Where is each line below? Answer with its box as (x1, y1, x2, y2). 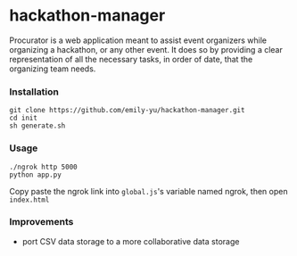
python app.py (9, 170, 62, 179)
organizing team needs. (9, 63, 96, 74)
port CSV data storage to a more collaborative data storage (21, 235, 240, 246)
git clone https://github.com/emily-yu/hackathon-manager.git (9, 106, 245, 115)
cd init (9, 113, 38, 123)
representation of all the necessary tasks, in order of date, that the (9, 54, 253, 64)
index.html (9, 195, 50, 204)
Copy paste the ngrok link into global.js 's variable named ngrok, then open (9, 186, 288, 196)
